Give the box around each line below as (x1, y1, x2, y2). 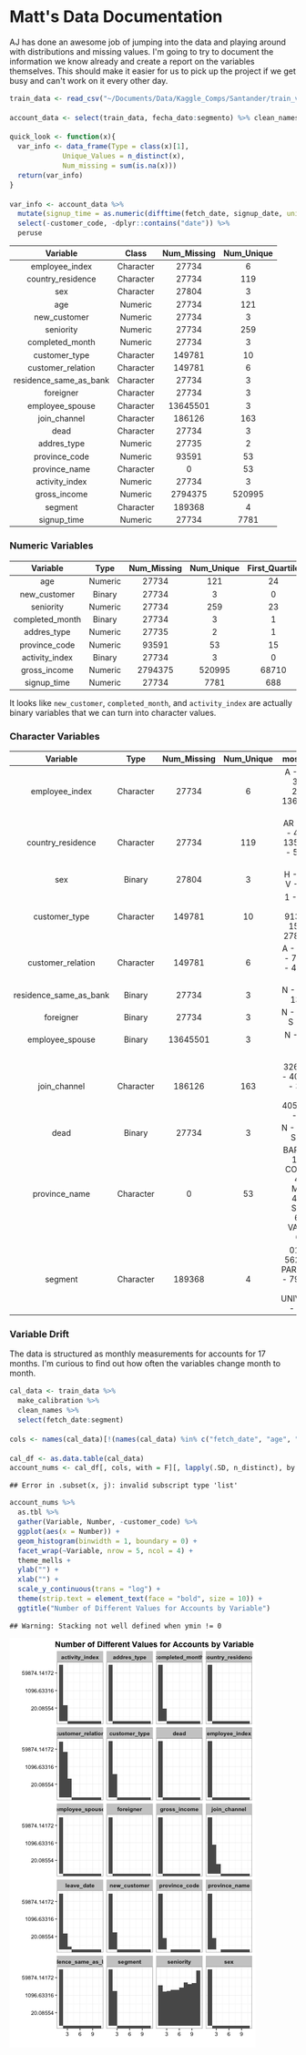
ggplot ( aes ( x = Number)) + (17, 1527, 120, 1536)
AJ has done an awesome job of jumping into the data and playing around (9, 36, 287, 47)
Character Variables (9, 730, 100, 742)
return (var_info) (17, 170, 84, 179)
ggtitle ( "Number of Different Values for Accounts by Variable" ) (17, 1603, 271, 1613)
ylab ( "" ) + (17, 1565, 59, 1575)
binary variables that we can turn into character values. (9, 707, 217, 718)
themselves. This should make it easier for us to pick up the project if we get (9, 66, 296, 77)
